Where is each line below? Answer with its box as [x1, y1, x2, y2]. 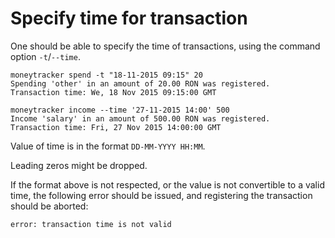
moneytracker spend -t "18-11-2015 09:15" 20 [10, 70, 203, 80]
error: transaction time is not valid [10, 219, 172, 229]
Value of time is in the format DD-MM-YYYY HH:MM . [10, 140, 206, 152]
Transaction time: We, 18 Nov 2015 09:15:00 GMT [10, 87, 217, 97]
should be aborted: [10, 200, 89, 212]
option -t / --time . [10, 50, 81, 62]
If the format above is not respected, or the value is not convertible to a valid [10, 178, 325, 191]
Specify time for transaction [10, 7, 248, 30]
